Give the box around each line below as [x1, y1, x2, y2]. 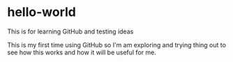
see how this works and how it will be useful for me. [7, 48, 157, 56]
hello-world [7, 4, 77, 20]
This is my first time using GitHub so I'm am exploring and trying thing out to [7, 40, 227, 49]
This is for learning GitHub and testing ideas [7, 27, 134, 36]
